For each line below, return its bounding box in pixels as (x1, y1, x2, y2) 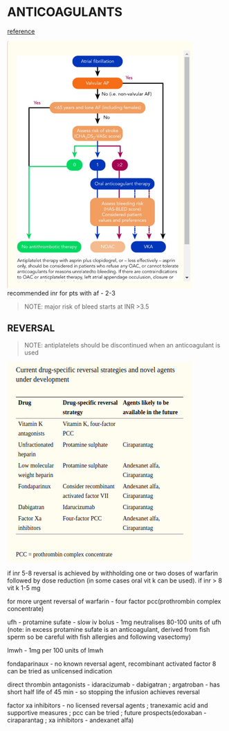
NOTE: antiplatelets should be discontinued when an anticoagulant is (24, 341, 221, 349)
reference (7, 27, 35, 35)
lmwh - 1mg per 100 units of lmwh (7, 646, 104, 654)
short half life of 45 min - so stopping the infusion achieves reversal (7, 687, 201, 696)
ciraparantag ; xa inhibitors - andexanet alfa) (7, 716, 134, 724)
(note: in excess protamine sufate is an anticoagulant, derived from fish (7, 625, 210, 633)
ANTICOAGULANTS (7, 4, 123, 20)
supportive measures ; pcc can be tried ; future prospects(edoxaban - (7, 708, 207, 716)
